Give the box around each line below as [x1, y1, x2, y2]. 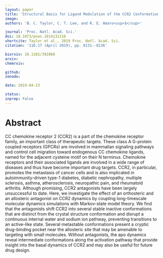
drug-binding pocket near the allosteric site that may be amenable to [5, 226, 142, 232]
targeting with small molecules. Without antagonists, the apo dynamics [5, 232, 147, 238]
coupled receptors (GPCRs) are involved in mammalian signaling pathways [5, 144, 154, 149]
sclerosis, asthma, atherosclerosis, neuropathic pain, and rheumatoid [5, 180, 143, 185]
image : [5, 16, 18, 21]
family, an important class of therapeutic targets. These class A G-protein [5, 138, 152, 144]
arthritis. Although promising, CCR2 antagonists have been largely [5, 185, 137, 191]
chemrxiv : [5, 61, 25, 66]
